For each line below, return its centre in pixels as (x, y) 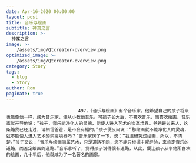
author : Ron (21, 88)
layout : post (22, 17)
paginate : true (25, 94)
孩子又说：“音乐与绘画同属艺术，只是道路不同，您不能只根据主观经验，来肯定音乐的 (102, 142)
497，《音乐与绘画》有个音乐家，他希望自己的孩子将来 (134, 111)
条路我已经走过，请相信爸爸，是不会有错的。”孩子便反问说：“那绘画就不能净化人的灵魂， (97, 129)
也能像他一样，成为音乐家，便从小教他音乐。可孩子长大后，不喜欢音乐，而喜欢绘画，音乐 (98, 117)
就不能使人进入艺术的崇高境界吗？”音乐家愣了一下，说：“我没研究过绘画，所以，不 (92, 136)
